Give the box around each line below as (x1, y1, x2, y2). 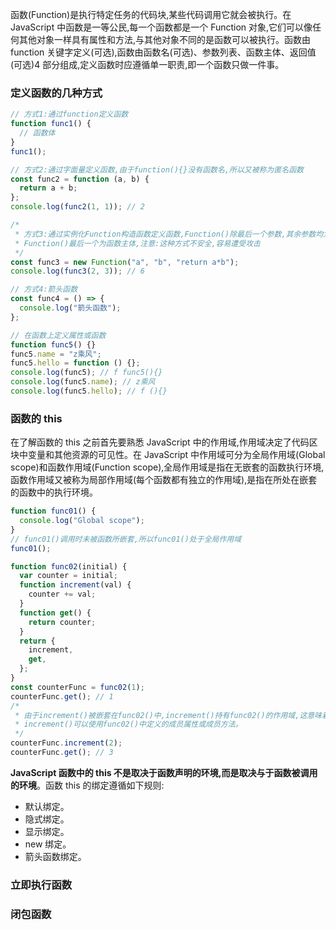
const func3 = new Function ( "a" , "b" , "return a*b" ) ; (10, 257, 240, 267)
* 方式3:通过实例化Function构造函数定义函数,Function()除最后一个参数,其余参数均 (14, 229, 324, 239)
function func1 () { (10, 119, 92, 129)
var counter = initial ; (19, 571, 118, 581)
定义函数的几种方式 (10, 86, 103, 100)
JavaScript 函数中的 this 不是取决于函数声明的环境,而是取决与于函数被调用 (10, 766, 318, 778)
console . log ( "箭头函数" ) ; (19, 303, 122, 313)
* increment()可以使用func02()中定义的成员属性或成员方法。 (14, 719, 243, 730)
